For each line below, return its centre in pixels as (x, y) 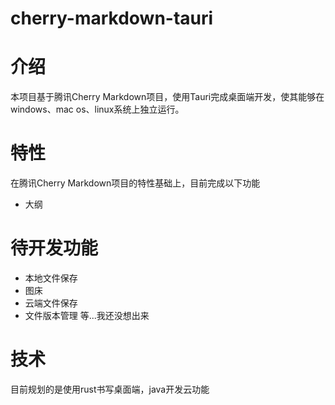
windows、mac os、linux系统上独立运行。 (97, 109)
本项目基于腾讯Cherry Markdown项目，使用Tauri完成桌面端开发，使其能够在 (167, 97)
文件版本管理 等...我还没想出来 (87, 315)
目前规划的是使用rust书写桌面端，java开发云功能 (110, 389)
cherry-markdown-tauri (112, 18)
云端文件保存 (51, 303)
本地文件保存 (51, 278)
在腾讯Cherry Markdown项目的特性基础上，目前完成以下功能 (135, 183)
